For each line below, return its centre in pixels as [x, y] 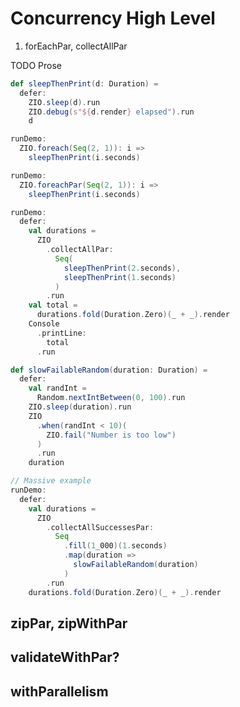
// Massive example [51, 481]
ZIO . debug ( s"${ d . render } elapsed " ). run [111, 112]
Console [44, 324]
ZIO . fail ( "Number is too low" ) [111, 435]
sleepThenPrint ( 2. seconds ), [122, 268]
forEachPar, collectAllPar [76, 46]
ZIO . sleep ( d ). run [64, 102]
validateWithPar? [65, 657]
